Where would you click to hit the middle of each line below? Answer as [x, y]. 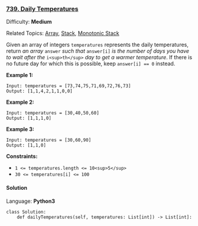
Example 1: [20, 75]
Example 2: [20, 102]
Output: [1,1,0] [26, 145]
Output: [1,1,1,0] [29, 118]
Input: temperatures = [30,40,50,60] [53, 113]
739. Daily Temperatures [42, 9]
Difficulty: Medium [29, 22]
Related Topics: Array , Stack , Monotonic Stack [63, 33]
